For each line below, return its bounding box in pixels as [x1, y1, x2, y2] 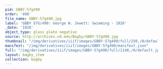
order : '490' [5, 12, 32, 17]
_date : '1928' [5, 25, 34, 30]
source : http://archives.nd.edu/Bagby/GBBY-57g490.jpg [5, 34, 118, 39]
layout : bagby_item [5, 52, 45, 57]
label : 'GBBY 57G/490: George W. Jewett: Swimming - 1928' [5, 20, 127, 26]
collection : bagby [5, 57, 42, 62]
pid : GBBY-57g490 [5, 7, 40, 12]
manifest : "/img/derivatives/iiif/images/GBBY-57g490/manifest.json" [5, 43, 149, 48]
